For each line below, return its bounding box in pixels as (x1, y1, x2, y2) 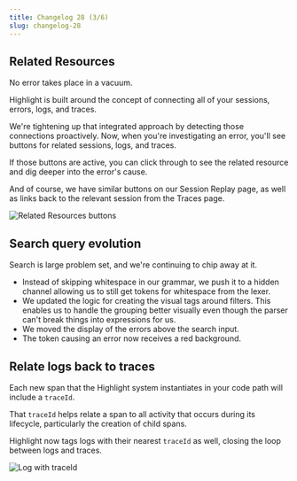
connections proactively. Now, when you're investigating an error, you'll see (9, 130, 286, 142)
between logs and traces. (9, 445, 102, 455)
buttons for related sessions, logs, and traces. (9, 140, 177, 151)
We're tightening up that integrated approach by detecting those (9, 121, 245, 132)
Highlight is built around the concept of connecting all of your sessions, (9, 95, 270, 105)
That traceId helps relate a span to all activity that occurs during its (9, 408, 255, 419)
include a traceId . (9, 392, 75, 402)
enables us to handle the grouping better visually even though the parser (21, 305, 288, 315)
